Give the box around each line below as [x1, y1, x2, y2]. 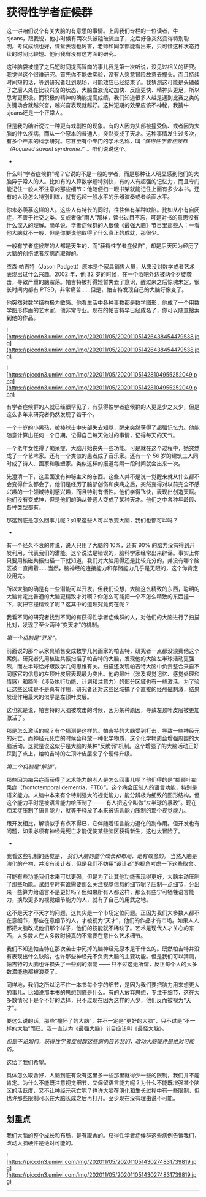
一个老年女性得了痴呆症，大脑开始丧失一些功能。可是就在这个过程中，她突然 [6, 444, 200, 451]
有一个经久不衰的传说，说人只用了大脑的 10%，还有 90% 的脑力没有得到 [6, 541, 190, 549]
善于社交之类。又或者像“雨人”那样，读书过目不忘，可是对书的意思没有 [22, 213, 199, 221]
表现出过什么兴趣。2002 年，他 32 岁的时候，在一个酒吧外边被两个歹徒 [6, 270, 187, 278]
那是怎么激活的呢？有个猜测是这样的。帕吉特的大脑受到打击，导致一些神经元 [6, 727, 200, 734]
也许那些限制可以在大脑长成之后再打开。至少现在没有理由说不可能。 [6, 1094, 178, 1101]
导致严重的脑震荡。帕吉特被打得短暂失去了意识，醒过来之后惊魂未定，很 [17, 278, 200, 285]
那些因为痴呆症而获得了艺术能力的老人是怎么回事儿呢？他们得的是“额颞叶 [6, 776, 192, 783]
